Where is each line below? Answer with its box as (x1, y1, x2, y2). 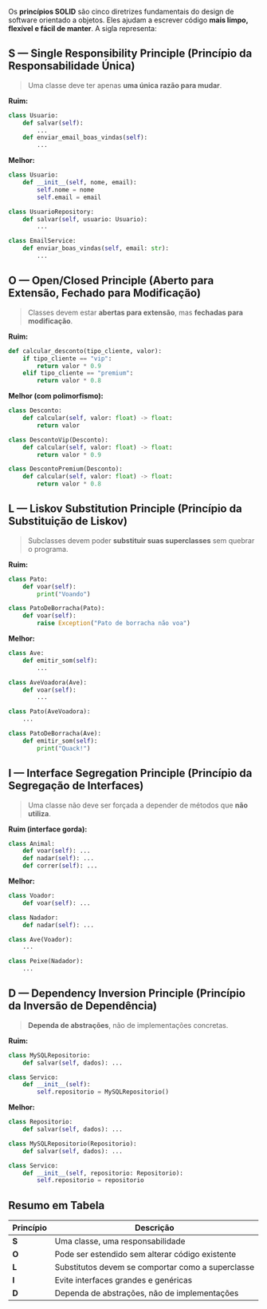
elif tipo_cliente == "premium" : (22, 369, 134, 378)
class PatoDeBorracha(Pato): (8, 605, 105, 613)
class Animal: (8, 839, 56, 847)
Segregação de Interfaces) (8, 779, 144, 793)
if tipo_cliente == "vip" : (22, 355, 112, 363)
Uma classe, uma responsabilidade (54, 1236, 186, 1247)
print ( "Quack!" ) (37, 744, 91, 752)
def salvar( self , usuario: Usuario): (22, 215, 148, 223)
